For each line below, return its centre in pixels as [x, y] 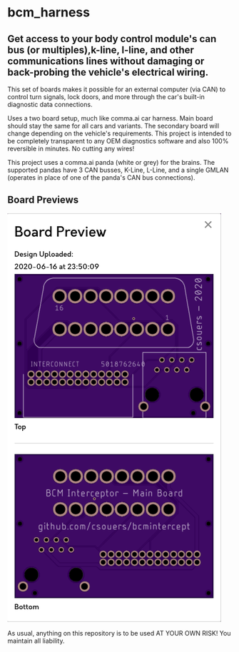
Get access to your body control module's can [112, 39]
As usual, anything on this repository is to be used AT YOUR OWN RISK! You [119, 633]
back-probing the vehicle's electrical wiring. [108, 72]
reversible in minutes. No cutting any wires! [71, 148]
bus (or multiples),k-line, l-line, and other [101, 50]
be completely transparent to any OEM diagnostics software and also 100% [118, 141]
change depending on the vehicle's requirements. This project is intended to [119, 133]
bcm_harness [49, 12]
